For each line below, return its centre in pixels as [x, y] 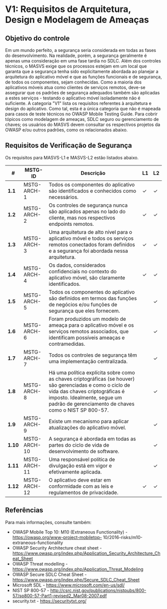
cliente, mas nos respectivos [82, 217]
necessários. [64, 197]
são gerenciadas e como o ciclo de [89, 385]
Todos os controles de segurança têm [93, 355]
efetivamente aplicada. [75, 472]
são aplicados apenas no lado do [87, 211]
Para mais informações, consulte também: [48, 522]
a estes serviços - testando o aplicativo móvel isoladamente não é [73, 98]
